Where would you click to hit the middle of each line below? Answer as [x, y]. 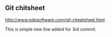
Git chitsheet [25, 8]
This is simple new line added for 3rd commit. [51, 29]
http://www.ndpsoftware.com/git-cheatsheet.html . [56, 19]
